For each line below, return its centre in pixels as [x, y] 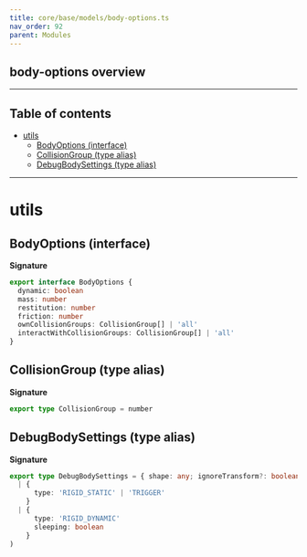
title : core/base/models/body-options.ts [90, 18]
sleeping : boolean [69, 527]
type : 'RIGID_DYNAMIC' [77, 518]
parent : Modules [40, 35]
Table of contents [60, 114]
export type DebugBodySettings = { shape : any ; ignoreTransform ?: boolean [155, 476]
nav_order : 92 [37, 26]
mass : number [42, 299]
